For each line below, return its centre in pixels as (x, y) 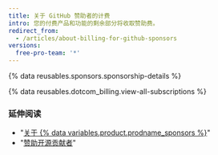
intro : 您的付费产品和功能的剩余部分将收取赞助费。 (83, 23)
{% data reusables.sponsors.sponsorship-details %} (95, 76)
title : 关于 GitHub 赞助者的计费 (59, 16)
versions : (25, 46)
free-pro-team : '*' (48, 53)
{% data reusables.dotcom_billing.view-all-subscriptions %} (107, 92)
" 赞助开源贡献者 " (48, 143)
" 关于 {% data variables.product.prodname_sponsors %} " (115, 133)
